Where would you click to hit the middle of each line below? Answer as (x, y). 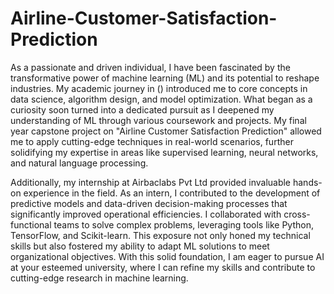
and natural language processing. (79, 163)
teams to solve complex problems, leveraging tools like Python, (183, 224)
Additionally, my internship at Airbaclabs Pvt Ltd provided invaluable (151, 182)
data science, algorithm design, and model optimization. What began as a (161, 99)
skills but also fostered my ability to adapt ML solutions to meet (140, 246)
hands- (307, 182)
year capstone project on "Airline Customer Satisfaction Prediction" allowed (166, 131)
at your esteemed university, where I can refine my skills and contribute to (163, 267)
